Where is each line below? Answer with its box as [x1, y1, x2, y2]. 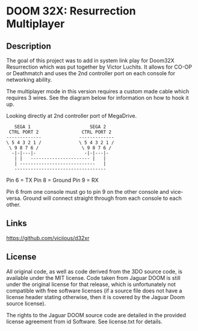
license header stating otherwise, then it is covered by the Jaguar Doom [6, 293, 185, 300]
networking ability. [6, 76, 52, 83]
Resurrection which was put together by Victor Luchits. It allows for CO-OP [6, 63, 193, 70]
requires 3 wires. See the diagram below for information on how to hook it [6, 94, 189, 101]
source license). [6, 300, 46, 307]
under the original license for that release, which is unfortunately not [6, 280, 176, 288]
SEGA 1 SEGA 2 [14, 124, 107, 130]
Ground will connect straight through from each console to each [23, 194, 182, 202]
